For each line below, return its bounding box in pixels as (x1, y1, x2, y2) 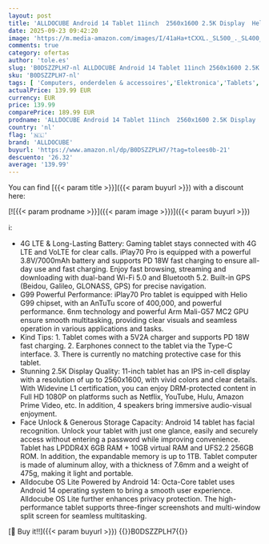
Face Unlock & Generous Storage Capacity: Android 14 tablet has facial (19, 417, 255, 427)
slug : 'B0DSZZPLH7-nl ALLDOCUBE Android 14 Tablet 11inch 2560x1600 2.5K (8, 64, 260, 72)
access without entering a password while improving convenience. (19, 434, 240, 445)
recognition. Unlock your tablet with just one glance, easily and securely (19, 426, 259, 436)
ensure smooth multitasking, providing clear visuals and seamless (19, 316, 238, 325)
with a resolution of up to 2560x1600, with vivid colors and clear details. (19, 375, 258, 385)
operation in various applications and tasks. (19, 324, 164, 333)
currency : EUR (8, 94, 56, 102)
